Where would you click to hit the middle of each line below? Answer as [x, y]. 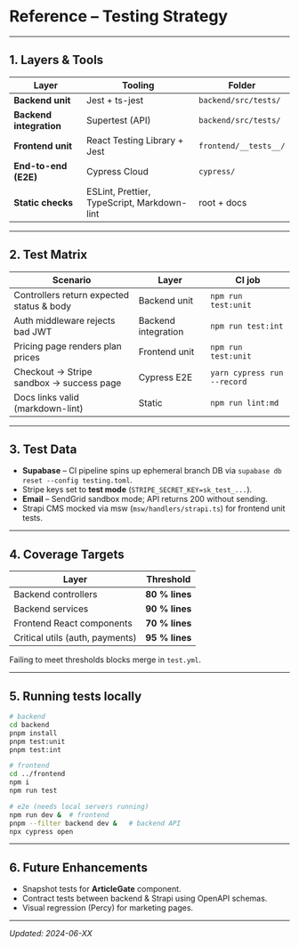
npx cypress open [41, 831]
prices [27, 357]
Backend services [51, 609]
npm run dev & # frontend [59, 815]
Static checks [44, 202]
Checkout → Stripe [53, 371]
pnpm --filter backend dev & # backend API [95, 823]
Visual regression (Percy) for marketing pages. [108, 908]
